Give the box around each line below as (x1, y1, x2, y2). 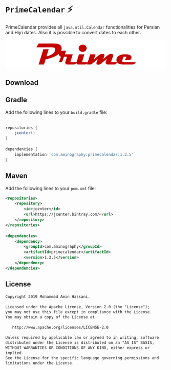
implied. (5, 350, 24, 355)
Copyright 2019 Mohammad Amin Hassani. (5, 294, 91, 299)
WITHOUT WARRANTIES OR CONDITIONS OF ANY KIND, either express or (5, 345, 150, 350)
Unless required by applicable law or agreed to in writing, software (5, 335, 159, 340)
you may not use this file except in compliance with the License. (5, 309, 153, 314)
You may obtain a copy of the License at (5, 314, 95, 319)
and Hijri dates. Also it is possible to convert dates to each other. (5, 29, 141, 35)
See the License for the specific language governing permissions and (5, 355, 159, 360)
